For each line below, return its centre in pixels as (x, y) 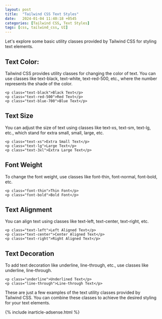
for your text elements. (28, 303)
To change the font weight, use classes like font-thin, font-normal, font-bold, (81, 176)
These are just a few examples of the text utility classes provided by (73, 293)
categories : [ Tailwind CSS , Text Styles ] (47, 23)
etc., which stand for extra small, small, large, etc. (54, 133)
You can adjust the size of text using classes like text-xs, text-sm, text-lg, (78, 128)
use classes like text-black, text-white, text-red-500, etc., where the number (81, 79)
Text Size (19, 116)
